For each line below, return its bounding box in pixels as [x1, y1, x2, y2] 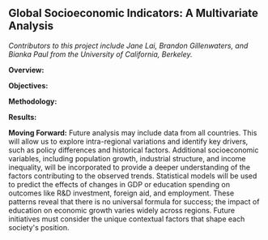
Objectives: [8, 80, 49, 90]
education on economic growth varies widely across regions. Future [8, 205, 236, 215]
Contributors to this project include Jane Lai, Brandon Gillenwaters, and [8, 41, 249, 50]
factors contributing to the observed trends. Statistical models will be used [8, 170, 257, 181]
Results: [8, 112, 37, 122]
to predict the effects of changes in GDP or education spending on [8, 179, 231, 189]
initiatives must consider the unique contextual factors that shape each [8, 214, 245, 224]
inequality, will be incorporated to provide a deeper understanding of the [8, 162, 251, 172]
